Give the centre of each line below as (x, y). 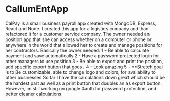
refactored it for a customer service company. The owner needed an (78, 34)
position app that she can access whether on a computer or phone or (78, 39)
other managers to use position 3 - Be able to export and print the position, (84, 61)
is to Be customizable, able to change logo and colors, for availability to (81, 72)
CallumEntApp (37, 9)
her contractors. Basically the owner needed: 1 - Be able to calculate (77, 50)
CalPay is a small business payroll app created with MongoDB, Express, (81, 23)
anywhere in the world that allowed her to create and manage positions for (84, 45)
